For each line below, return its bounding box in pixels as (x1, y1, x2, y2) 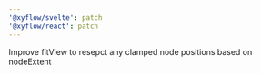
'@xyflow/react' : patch (8, 22, 99, 31)
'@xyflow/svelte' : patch (8, 13, 103, 23)
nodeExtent (8, 56, 52, 67)
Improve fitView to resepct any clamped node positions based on (8, 46, 253, 57)
